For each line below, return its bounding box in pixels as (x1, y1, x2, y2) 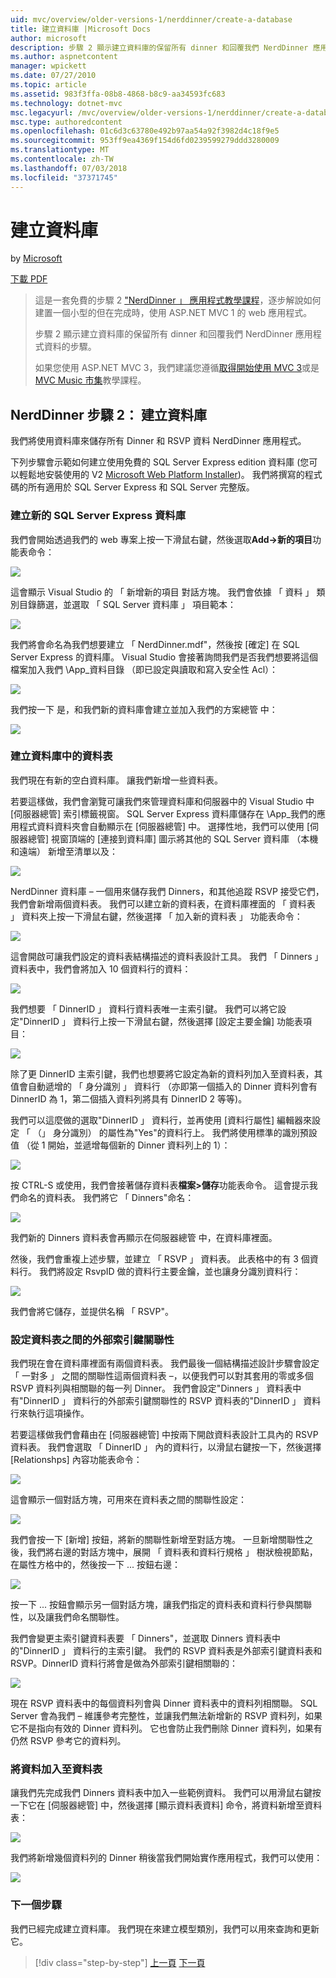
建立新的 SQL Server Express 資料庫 (10, 509, 187, 523)
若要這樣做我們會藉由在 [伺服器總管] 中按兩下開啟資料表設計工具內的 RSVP (10, 1429, 319, 1441)
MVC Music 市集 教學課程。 (34, 374, 147, 386)
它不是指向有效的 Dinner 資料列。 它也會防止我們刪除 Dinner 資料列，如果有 (10, 1722, 323, 1735)
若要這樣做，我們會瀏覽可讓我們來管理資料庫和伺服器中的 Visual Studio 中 (10, 795, 315, 807)
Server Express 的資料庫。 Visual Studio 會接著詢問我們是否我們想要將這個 (10, 651, 319, 663)
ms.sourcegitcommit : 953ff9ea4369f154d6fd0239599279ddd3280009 (10, 136, 280, 146)
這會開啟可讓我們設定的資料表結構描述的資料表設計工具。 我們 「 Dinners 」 (10, 950, 324, 962)
